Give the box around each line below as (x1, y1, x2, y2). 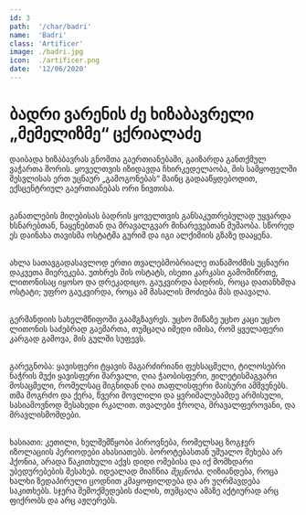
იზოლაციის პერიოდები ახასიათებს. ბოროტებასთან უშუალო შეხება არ (9, 445, 283, 457)
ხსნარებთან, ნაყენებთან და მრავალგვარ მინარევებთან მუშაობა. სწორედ (9, 220, 295, 231)
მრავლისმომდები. (9, 409, 81, 420)
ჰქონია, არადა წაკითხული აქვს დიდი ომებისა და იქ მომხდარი (9, 456, 254, 467)
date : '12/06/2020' (9, 65, 89, 74)
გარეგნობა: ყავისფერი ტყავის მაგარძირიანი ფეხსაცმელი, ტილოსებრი (9, 360, 286, 371)
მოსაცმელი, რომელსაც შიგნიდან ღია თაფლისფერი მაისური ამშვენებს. (9, 380, 289, 391)
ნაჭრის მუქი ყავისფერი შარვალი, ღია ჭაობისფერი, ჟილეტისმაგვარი (9, 370, 278, 381)
